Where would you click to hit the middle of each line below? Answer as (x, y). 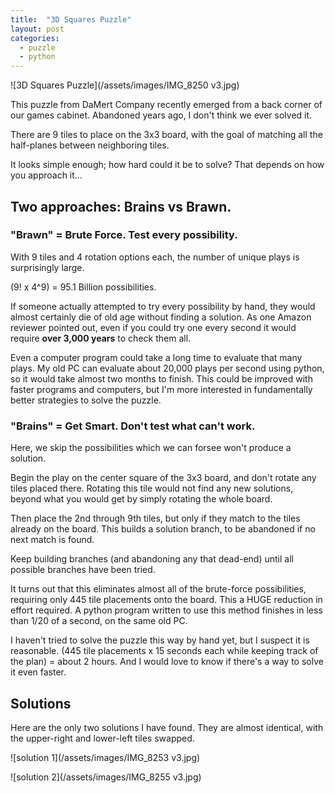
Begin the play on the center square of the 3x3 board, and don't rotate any (163, 478)
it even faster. (38, 672)
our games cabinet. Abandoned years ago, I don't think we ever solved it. (161, 115)
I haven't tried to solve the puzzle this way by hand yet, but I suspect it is (160, 640)
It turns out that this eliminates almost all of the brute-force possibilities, (158, 589)
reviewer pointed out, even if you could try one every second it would (153, 327)
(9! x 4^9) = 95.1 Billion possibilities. (83, 287)
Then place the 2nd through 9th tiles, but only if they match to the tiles (155, 518)
